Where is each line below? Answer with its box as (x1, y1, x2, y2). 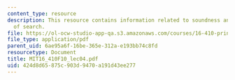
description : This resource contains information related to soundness (7, 17, 220, 24)
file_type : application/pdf (7, 36, 90, 43)
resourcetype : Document (7, 49, 77, 56)
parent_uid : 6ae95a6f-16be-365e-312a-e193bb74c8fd (7, 42, 158, 49)
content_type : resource (7, 10, 77, 17)
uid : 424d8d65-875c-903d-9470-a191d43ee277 (7, 62, 136, 69)
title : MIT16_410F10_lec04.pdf (7, 56, 99, 63)
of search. (13, 23, 45, 30)
